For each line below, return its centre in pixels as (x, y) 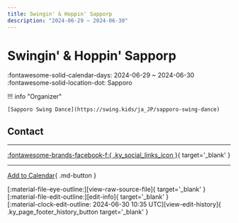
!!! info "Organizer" (35, 97)
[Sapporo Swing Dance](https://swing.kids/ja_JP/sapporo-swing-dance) (114, 110)
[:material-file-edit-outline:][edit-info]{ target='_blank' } (88, 197)
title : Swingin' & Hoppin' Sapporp (60, 14)
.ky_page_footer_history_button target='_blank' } (78, 212)
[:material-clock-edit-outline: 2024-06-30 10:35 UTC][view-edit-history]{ (114, 205)
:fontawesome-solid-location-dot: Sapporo (70, 83)
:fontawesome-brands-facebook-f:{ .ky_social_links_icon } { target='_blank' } (119, 155)
